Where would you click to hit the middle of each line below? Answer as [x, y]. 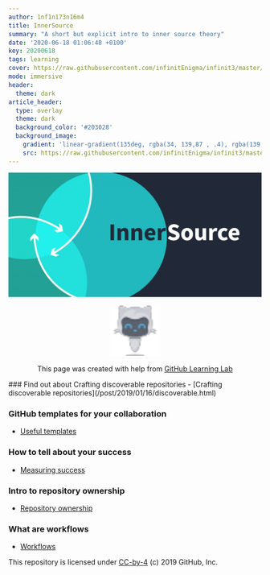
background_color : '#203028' [64, 128]
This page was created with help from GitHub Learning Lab [135, 369]
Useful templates [48, 432]
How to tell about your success [70, 453]
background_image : [47, 136]
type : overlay [39, 110]
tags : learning [34, 60]
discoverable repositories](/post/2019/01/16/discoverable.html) [112, 393]
